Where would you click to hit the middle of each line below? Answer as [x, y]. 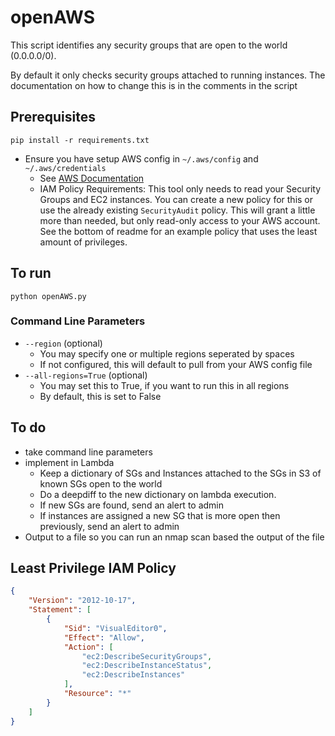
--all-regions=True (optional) [86, 375]
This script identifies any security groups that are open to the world [149, 45]
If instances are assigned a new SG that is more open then [160, 515]
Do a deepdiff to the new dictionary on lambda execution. [158, 494]
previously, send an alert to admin [109, 526]
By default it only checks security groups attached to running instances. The [168, 75]
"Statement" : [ [60, 610]
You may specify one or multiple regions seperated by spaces [167, 353]
